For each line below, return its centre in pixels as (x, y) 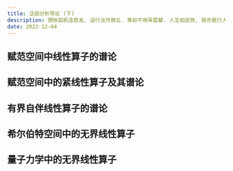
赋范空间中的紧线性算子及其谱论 (76, 82)
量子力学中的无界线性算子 (62, 160)
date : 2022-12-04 (32, 26)
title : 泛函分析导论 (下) (41, 14)
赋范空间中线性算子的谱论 (62, 56)
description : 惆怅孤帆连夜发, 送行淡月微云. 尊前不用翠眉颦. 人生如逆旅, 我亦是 (112, 20)
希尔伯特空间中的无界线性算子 (71, 134)
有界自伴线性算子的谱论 (57, 108)
